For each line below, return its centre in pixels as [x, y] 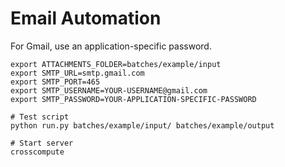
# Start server [42, 143]
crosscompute [37, 152]
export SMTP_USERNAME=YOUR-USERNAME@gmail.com [109, 90]
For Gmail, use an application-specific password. [111, 46]
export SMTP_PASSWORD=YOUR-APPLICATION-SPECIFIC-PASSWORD [133, 99]
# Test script [40, 117]
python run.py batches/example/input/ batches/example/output [142, 125]
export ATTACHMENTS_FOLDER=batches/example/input [116, 64]
